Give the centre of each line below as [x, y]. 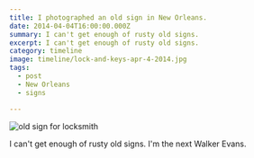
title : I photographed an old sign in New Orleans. [108, 18]
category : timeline [46, 51]
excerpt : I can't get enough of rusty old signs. [104, 43]
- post [30, 76]
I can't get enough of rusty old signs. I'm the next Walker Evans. [128, 144]
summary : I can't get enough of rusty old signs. [104, 34]
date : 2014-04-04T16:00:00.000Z [70, 26]
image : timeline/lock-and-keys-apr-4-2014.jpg [98, 59]
